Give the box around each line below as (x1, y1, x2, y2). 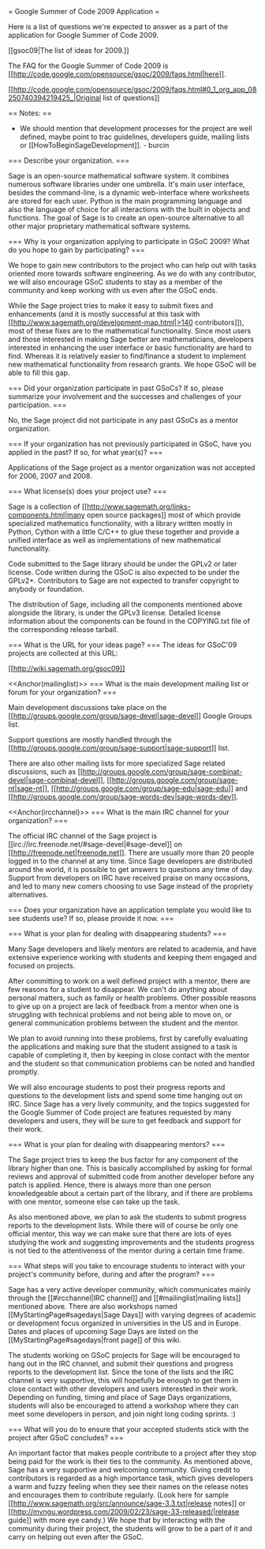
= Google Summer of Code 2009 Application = (8, 7, 160, 16)
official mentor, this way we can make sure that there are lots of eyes (8, 1229, 232, 1239)
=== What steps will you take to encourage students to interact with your (8, 1261, 246, 1270)
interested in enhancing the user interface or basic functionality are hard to (8, 343, 252, 352)
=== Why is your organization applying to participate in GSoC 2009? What (8, 237, 250, 246)
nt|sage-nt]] (8, 784, 48, 793)
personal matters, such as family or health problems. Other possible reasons (8, 993, 256, 1002)
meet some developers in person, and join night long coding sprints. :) (8, 1409, 236, 1419)
